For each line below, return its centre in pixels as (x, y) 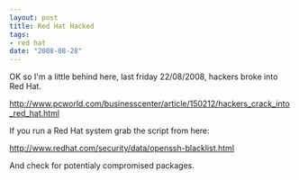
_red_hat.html (35, 113)
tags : (19, 34)
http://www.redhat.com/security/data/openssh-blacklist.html (122, 148)
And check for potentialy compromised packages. (102, 166)
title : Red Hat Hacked (52, 26)
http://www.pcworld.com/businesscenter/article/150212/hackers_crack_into (149, 103)
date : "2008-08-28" (46, 51)
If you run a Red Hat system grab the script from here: (109, 130)
